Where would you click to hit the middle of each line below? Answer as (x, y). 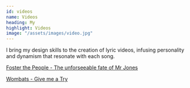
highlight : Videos (28, 28)
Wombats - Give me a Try (37, 79)
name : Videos (22, 17)
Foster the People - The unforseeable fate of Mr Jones (72, 67)
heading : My (21, 22)
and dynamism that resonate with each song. (61, 56)
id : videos (19, 11)
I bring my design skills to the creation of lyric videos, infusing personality (95, 50)
